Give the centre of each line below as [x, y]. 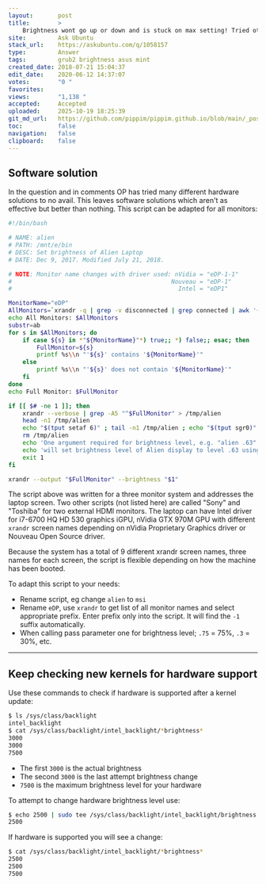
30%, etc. [36, 641]
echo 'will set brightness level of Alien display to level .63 [131, 450]
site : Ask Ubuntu [51, 38]
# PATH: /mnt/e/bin [40, 245]
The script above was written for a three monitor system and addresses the [131, 494]
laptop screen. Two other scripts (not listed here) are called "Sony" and [124, 503]
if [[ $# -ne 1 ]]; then [49, 406]
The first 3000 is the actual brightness [81, 768]
